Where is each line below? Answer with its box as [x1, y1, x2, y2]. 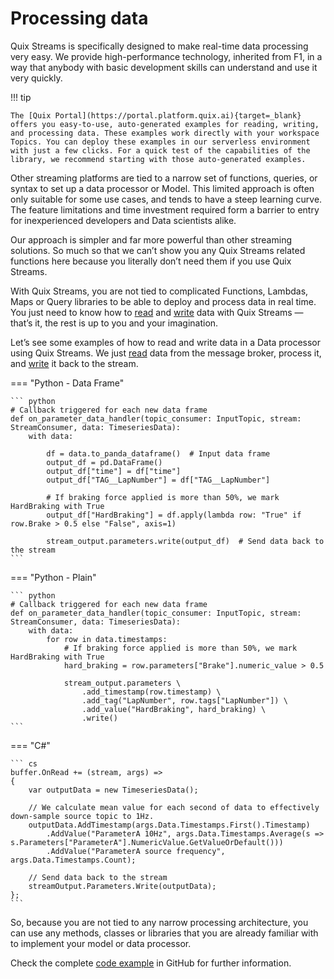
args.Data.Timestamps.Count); [10, 855, 137, 865]
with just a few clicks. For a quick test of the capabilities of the [10, 145, 311, 156]
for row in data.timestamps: [46, 634, 168, 644]
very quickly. [10, 72, 63, 84]
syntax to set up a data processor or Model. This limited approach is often [10, 182, 315, 194]
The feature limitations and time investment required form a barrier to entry [10, 203, 320, 216]
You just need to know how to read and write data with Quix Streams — [10, 306, 304, 318]
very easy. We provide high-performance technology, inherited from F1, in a [10, 50, 323, 62]
